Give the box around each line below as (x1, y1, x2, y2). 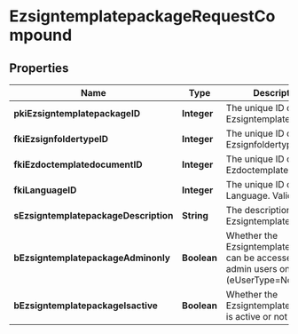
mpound (9, 25, 73, 45)
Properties (9, 60, 69, 76)
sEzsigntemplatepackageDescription (13, 210, 174, 221)
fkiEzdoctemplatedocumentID (13, 158, 143, 171)
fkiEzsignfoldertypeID (13, 133, 109, 145)
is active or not (225, 311, 288, 322)
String (181, 210, 208, 221)
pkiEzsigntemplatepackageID (13, 107, 140, 119)
